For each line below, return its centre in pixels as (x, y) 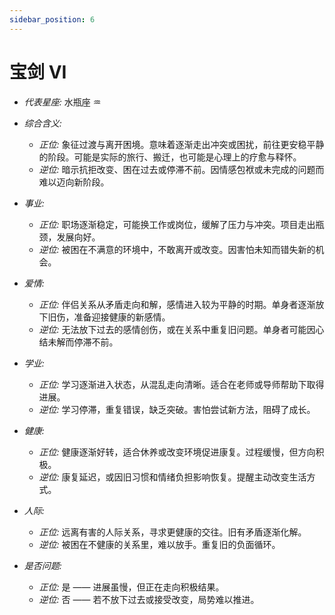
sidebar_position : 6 (52, 19)
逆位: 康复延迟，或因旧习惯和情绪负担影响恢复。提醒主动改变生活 (172, 477)
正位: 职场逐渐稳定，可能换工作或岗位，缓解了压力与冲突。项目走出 (177, 224)
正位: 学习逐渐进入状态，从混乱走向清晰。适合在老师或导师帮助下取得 (181, 384)
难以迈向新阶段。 (74, 182)
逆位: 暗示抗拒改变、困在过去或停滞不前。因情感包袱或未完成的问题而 (181, 169)
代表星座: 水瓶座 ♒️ (62, 102)
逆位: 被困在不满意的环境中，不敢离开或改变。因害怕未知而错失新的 (177, 249)
